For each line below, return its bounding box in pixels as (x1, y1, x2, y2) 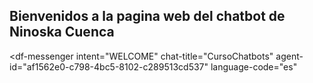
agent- (275, 50, 304, 62)
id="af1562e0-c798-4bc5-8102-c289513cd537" (9, 60, 209, 73)
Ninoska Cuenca (9, 24, 115, 41)
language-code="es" (210, 60, 298, 73)
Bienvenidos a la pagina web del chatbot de (9, 8, 286, 25)
